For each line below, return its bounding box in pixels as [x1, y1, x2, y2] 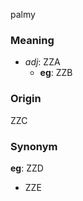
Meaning [10, 33, 55, 47]
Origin [10, 92, 42, 106]
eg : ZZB [39, 67, 73, 79]
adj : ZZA [24, 56, 61, 68]
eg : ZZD [10, 162, 44, 174]
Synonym [10, 139, 58, 153]
